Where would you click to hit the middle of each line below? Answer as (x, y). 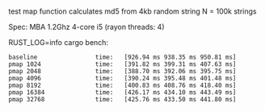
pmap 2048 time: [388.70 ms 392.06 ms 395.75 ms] (122, 72)
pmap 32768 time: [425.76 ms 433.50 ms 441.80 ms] (122, 100)
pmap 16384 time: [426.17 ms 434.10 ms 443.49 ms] (122, 92)
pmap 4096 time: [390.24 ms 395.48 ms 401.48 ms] (122, 79)
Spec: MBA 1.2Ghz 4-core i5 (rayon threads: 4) (86, 27)
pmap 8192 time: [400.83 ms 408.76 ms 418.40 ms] (122, 86)
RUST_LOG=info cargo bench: (59, 43)
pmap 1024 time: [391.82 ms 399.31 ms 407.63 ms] (122, 64)
